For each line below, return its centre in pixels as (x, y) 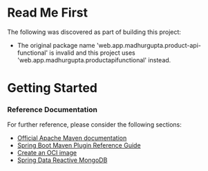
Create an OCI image (47, 153)
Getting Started (53, 88)
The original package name (56, 45)
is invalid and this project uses (93, 53)
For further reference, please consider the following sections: (94, 125)
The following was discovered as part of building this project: (94, 32)
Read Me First (48, 13)
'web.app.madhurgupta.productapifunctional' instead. (94, 60)
